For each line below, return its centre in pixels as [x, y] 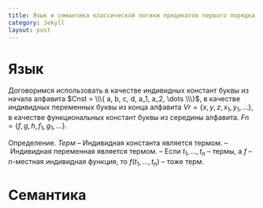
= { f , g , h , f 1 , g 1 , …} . [38, 126]
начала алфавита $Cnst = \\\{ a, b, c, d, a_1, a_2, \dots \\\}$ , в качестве [124, 99]
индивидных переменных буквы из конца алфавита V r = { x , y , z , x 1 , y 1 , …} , [131, 108]
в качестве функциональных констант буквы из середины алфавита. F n [129, 118]
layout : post [30, 30]
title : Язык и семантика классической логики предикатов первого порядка [132, 15]
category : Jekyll [37, 23]
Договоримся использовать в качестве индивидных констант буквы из [129, 90]
